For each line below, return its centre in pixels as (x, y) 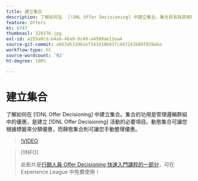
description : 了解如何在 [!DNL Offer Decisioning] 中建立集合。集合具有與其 (96, 17)
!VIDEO (29, 141)
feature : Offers (26, 22)
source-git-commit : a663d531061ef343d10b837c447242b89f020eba (84, 45)
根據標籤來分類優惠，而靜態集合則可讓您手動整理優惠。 (73, 129)
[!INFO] (29, 152)
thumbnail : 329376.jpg (34, 34)
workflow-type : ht (29, 50)
